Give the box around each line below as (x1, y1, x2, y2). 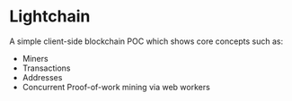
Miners (22, 53, 49, 63)
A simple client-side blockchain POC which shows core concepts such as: (9, 36, 284, 46)
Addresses (22, 72, 63, 82)
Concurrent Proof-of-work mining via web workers (22, 81, 211, 92)
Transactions (22, 63, 71, 73)
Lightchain (9, 6, 91, 27)
